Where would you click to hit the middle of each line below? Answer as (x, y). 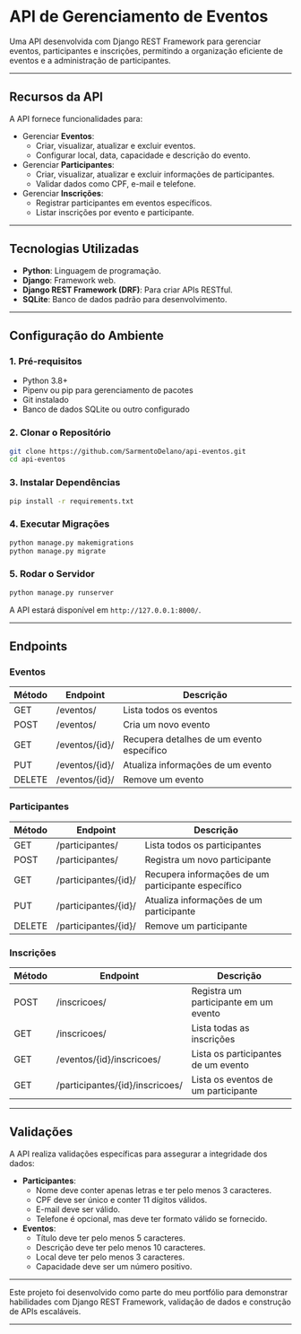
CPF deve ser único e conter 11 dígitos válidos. (121, 1199)
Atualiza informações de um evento (197, 765)
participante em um (232, 1002)
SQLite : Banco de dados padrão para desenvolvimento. (125, 299)
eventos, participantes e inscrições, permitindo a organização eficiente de (146, 50)
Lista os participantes (236, 1053)
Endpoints (39, 646)
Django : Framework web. (69, 280)
